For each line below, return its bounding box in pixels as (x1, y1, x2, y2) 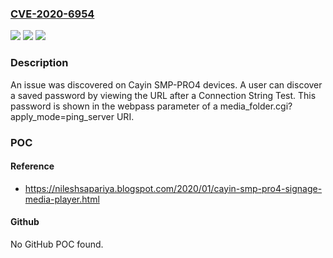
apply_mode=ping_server (10, 110, 115, 122)
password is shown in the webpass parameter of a (10, 100, 218, 112)
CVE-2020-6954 (10, 7, 95, 21)
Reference (10, 160, 55, 172)
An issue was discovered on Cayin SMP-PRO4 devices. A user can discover (10, 78, 323, 91)
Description (10, 56, 69, 70)
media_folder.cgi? (219, 100, 293, 112)
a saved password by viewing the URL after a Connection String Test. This (10, 89, 317, 101)
